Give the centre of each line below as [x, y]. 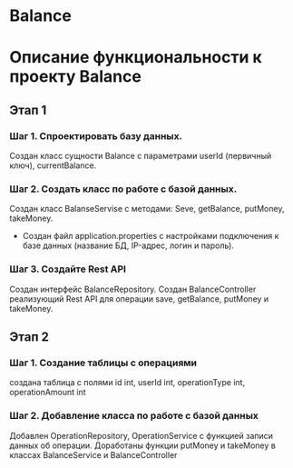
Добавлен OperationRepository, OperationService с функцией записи [142, 435]
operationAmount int [48, 393]
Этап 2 [29, 337]
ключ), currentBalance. [53, 165]
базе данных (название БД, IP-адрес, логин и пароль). [128, 245]
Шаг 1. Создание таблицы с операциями [103, 363]
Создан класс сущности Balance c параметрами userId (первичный [141, 156]
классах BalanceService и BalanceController [93, 454]
